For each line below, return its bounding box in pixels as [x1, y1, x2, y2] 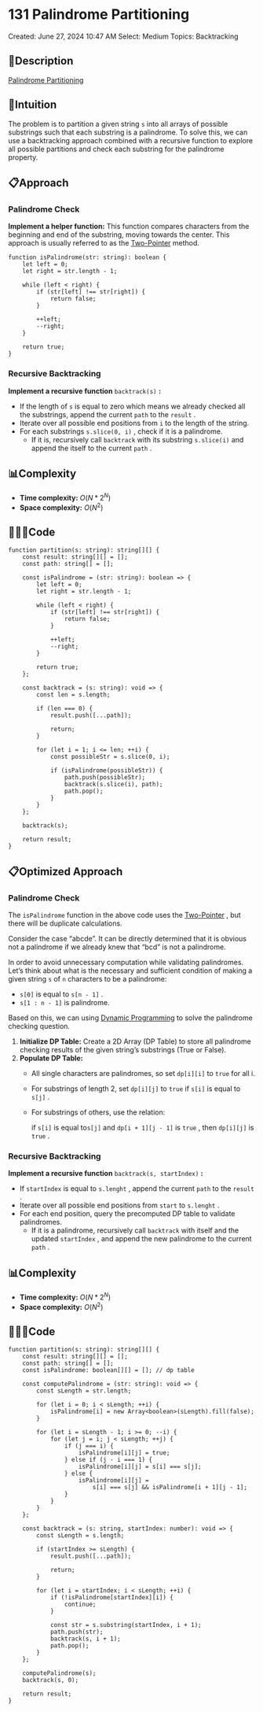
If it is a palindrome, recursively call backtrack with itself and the [31, 1226, 239, 1235]
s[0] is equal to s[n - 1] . [19, 989, 104, 999]
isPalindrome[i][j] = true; [78, 1449, 170, 1457]
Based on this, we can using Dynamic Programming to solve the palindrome [8, 1013, 253, 1022]
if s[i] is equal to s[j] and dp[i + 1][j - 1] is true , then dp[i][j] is [31, 1123, 254, 1133]
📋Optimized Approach [8, 864, 123, 878]
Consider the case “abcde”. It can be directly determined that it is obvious [8, 934, 247, 944]
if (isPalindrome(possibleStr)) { [49, 767, 163, 775]
